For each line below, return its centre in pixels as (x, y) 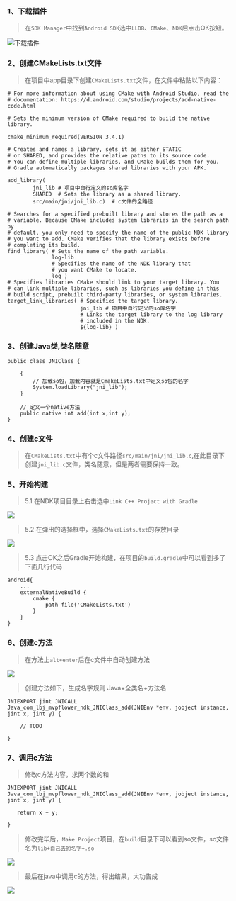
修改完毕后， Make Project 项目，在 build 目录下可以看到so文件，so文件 (127, 839)
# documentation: (33, 100)
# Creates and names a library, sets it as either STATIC (94, 149)
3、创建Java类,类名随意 (48, 346)
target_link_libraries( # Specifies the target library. (93, 301)
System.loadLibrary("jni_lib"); (81, 387)
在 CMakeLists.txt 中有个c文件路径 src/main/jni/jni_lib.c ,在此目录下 (124, 456)
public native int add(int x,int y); (76, 413)
